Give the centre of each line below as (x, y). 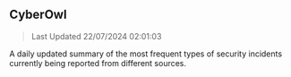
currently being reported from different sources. (98, 63)
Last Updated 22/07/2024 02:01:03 (96, 36)
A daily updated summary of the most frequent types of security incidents (146, 54)
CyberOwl (38, 15)
